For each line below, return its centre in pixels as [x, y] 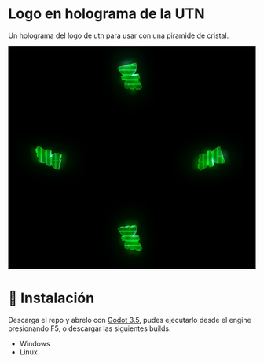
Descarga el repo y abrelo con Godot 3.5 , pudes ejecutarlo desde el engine [130, 320]
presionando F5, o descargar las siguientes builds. [90, 328]
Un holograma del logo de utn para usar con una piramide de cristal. [119, 35]
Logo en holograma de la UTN [106, 14]
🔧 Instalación [51, 298]
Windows [35, 344]
